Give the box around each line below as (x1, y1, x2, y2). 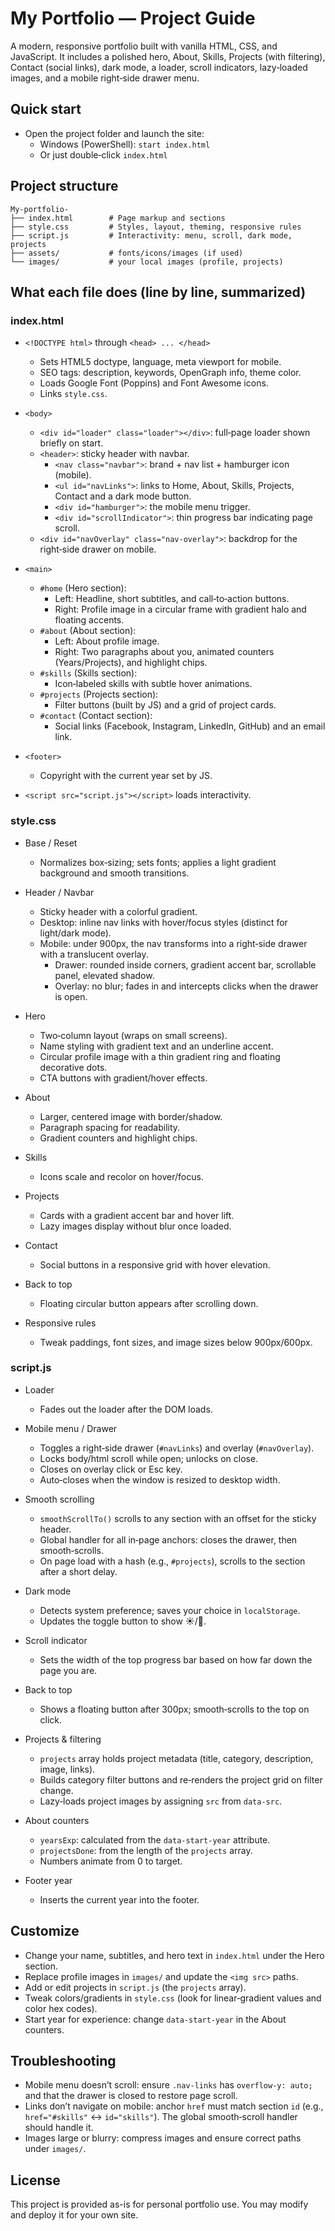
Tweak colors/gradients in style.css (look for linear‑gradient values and (24, 1992, 322, 2004)
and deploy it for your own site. (10, 2209, 139, 2221)
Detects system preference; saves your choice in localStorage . (39, 1604, 301, 1616)
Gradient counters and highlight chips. (39, 1132, 198, 1144)
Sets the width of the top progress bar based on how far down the (39, 1653, 313, 1666)
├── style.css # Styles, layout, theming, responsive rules (10, 222, 302, 232)
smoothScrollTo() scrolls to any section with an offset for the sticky (39, 1512, 317, 1524)
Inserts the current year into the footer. (39, 1893, 200, 1906)
